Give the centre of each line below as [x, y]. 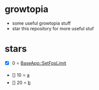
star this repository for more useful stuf [53, 28]
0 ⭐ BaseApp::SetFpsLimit [39, 63]
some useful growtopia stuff [41, 23]
